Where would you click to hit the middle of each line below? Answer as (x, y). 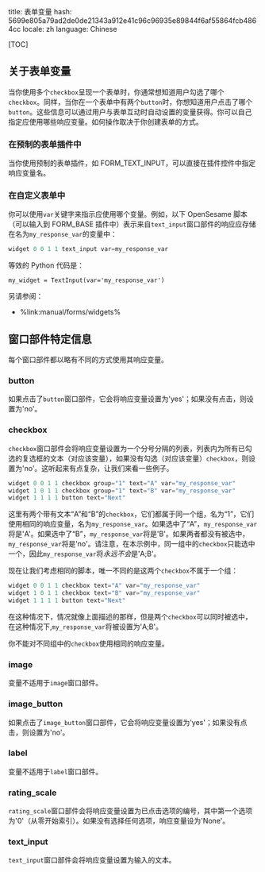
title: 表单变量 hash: (40, 12)
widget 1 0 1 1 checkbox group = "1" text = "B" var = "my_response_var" (122, 491)
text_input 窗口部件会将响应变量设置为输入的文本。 (92, 860)
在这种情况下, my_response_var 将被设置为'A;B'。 (85, 627)
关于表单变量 (40, 71)
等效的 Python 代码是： (46, 265)
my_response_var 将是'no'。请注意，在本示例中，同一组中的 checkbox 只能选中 (132, 544)
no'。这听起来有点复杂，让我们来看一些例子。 (99, 468)
